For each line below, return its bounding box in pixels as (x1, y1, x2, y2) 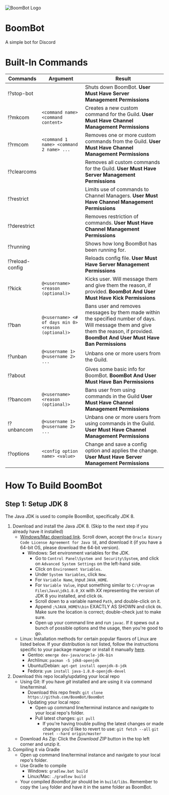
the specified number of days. (85, 315, 156, 322)
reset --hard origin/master (42, 731, 102, 736)
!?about (8, 372, 26, 379)
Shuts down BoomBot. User (85, 83, 151, 90)
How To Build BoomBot (5, 480, 103, 492)
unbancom (8, 426, 34, 433)
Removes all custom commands (85, 158, 160, 166)
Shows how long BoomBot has (85, 240, 157, 247)
